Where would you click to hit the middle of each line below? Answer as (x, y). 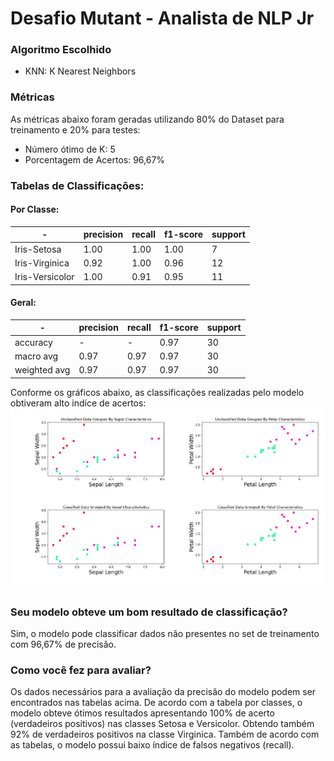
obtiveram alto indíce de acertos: (78, 403)
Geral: (23, 303)
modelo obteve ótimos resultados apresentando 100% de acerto (142, 713)
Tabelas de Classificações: (77, 185)
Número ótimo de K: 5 (70, 149)
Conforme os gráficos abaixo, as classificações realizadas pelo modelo (157, 392)
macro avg (36, 356)
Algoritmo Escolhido (61, 50)
